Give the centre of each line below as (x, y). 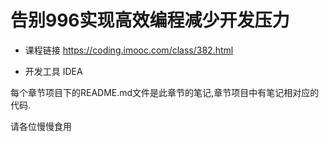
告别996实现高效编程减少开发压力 (150, 20)
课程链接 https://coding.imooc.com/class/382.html (129, 50)
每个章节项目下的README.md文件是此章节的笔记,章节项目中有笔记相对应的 (165, 92)
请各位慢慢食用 (41, 126)
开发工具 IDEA (53, 71)
